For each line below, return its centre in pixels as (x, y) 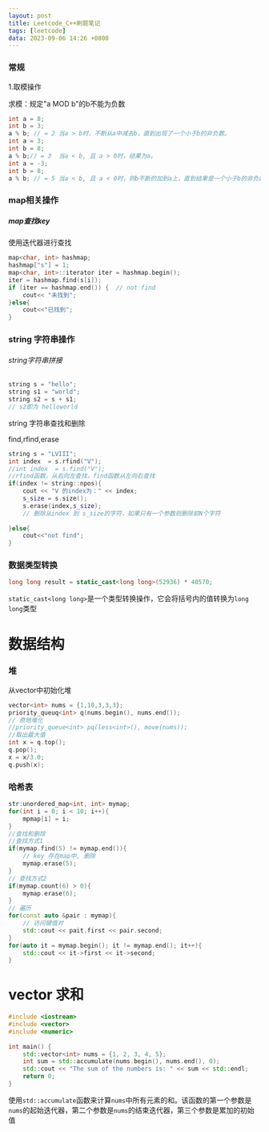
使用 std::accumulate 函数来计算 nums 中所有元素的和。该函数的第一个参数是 (130, 1100)
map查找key (29, 220)
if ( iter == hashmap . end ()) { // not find (82, 288)
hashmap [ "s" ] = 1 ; (39, 265)
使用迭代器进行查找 (40, 243)
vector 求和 (46, 995)
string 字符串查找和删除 (47, 423)
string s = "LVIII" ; (43, 453)
